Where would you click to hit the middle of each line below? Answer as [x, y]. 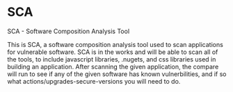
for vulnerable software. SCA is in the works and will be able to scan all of [113, 52]
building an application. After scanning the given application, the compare [113, 66]
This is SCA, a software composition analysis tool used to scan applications [115, 44]
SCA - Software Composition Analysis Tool [69, 31]
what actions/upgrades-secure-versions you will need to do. [94, 81]
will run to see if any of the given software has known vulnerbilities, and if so [117, 74]
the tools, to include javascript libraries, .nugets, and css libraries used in [112, 59]
